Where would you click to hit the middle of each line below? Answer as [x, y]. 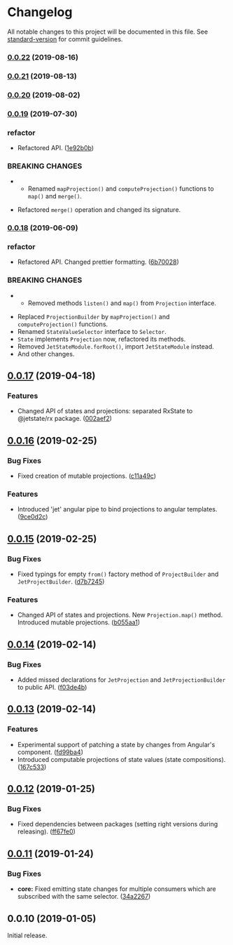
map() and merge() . [55, 196]
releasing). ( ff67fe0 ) [46, 831]
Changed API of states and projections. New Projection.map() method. [120, 615]
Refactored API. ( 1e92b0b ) [56, 147]
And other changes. [46, 354]
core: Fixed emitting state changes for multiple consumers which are [116, 889]
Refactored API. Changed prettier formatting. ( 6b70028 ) [98, 262]
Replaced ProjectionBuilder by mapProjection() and [93, 316]
